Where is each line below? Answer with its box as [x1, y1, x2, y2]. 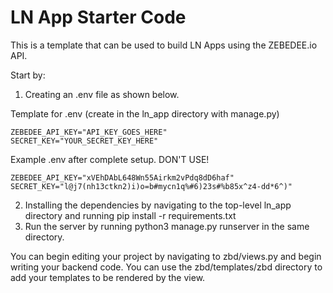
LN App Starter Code [10, 6, 187, 29]
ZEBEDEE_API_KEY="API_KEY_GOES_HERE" [10, 127, 168, 137]
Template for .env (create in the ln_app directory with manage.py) [10, 107, 280, 120]
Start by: [10, 69, 46, 81]
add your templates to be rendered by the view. [10, 271, 206, 283]
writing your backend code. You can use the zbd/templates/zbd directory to [10, 261, 323, 273]
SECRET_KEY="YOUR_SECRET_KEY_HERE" [10, 136, 159, 146]
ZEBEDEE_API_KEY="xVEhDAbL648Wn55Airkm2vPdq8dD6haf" [10, 172, 235, 183]
